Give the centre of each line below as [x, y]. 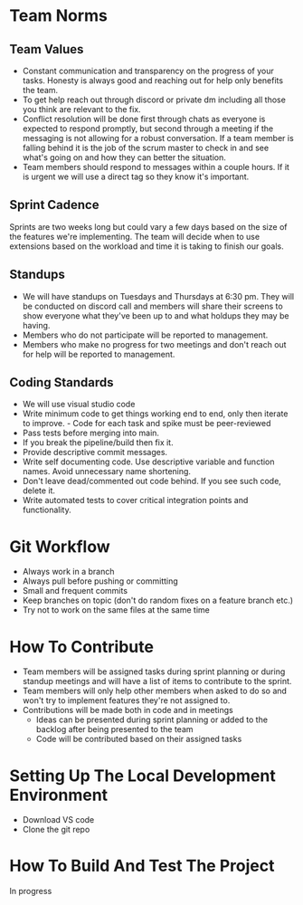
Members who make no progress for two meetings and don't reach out [154, 344]
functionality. [47, 510]
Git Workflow [60, 546]
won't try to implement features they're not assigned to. [126, 700]
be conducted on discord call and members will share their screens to [152, 306]
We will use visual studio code [79, 405]
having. [36, 325]
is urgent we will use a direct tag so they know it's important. [136, 176]
